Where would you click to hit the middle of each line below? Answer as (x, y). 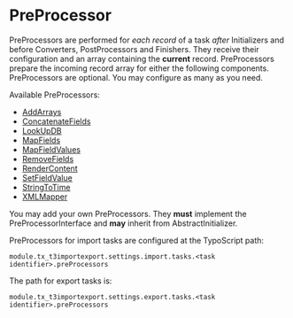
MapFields (41, 140)
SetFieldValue (47, 177)
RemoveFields (48, 159)
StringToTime (46, 187)
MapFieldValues (51, 149)
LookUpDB (42, 130)
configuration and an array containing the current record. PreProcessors (142, 58)
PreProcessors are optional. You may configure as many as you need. (136, 77)
